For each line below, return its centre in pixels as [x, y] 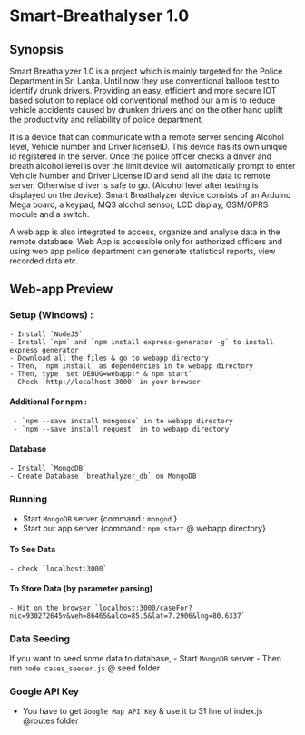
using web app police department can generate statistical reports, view [143, 251]
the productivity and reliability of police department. [107, 119]
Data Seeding [40, 639]
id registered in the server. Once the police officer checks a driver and [141, 156]
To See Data [33, 549]
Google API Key [44, 691]
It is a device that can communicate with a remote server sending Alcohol [147, 137]
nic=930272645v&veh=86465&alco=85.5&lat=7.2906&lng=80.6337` [128, 616]
